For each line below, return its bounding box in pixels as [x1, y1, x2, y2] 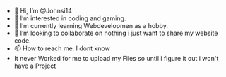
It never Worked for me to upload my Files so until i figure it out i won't [13, 55, 219, 62]
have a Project [13, 62, 56, 70]
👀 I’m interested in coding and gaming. [13, 14, 126, 22]
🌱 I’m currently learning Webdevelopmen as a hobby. [13, 22, 168, 29]
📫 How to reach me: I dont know [13, 44, 111, 52]
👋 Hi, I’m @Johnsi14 [13, 7, 72, 15]
